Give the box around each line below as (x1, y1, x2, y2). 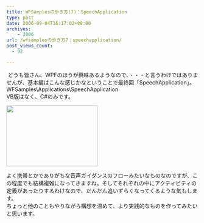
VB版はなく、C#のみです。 (6, 92, 74, 100)
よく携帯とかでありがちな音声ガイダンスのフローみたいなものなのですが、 (6, 171, 193, 179)
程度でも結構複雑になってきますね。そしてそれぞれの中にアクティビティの (11, 179, 197, 187)
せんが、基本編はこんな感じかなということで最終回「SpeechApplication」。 (6, 78, 195, 86)
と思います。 (6, 210, 38, 217)
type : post (6, 15, 34, 21)
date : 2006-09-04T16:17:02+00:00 (6, 20, 91, 26)
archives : (6, 26, 32, 32)
